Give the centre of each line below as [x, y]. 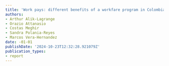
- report [14, 56]
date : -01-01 [19, 42]
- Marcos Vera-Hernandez [31, 38]
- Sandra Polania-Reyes [30, 33]
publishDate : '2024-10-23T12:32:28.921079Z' [53, 47]
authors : [14, 14]
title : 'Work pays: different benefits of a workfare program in [75, 10]
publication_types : [26, 51]
